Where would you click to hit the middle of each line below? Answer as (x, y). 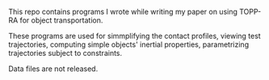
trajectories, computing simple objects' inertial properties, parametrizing (128, 44)
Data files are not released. (53, 69)
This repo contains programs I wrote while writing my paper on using (123, 12)
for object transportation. (61, 20)
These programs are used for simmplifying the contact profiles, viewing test (134, 36)
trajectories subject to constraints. (65, 53)
